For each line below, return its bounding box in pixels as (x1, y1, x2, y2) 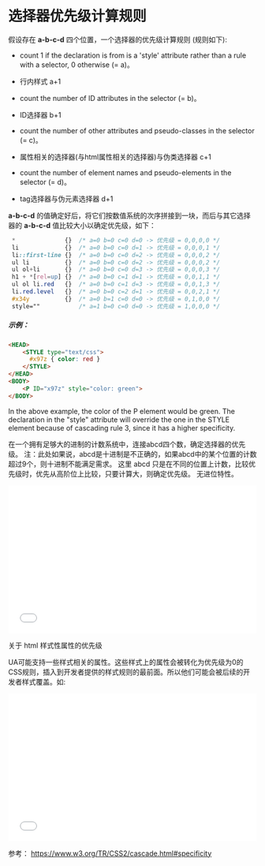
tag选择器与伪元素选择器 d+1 (19, 194, 114, 203)
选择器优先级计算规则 (8, 7, 147, 25)
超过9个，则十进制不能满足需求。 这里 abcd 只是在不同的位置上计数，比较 (8, 459, 249, 468)
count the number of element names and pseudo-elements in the (19, 167, 232, 177)
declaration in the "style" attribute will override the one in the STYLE (8, 415, 230, 424)
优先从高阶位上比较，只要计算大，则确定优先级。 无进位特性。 (35, 468, 238, 478)
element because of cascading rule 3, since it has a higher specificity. (8, 423, 236, 432)
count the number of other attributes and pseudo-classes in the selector (19, 125, 255, 135)
